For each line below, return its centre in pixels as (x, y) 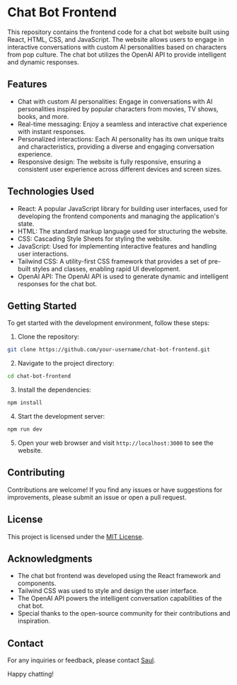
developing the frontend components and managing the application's (118, 216)
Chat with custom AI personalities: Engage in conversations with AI (115, 101)
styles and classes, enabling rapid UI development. (106, 268)
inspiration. (34, 621)
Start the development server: (61, 416)
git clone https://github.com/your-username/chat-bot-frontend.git (109, 350)
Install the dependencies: (54, 390)
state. (26, 223)
